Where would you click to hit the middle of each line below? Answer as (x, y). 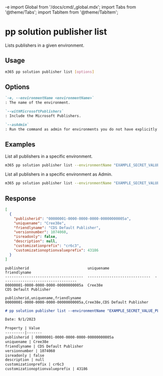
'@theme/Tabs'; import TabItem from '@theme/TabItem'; (62, 12)
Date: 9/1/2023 (20, 320)
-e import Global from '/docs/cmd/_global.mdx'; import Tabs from (71, 7)
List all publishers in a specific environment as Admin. (59, 174)
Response (21, 198)
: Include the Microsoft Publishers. (43, 116)
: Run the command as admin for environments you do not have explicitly (81, 129)
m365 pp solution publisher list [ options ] (50, 72)
